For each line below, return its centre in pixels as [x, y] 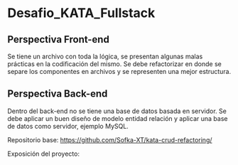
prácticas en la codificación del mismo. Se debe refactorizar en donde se [114, 64]
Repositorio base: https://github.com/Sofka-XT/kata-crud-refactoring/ [110, 139]
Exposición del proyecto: [44, 154]
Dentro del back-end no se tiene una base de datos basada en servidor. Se [117, 111]
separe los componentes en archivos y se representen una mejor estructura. [119, 71]
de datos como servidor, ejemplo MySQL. [68, 126]
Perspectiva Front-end [59, 39]
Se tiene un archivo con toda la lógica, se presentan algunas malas [105, 56]
